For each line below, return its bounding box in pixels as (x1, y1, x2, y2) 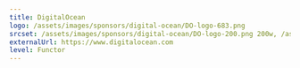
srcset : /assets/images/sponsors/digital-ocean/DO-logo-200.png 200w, (9, 29, 278, 38)
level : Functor (9, 46, 66, 55)
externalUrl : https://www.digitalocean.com (9, 37, 174, 47)
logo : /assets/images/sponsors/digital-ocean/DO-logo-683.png (9, 21, 246, 30)
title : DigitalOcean (9, 12, 87, 22)
